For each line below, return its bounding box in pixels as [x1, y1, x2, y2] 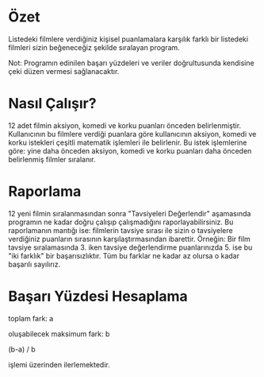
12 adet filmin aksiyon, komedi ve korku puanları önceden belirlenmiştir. [8, 120, 242, 130]
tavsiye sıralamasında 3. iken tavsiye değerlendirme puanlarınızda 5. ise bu [8, 243, 253, 252]
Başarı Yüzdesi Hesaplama [8, 287, 188, 305]
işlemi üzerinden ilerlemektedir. [8, 360, 110, 369]
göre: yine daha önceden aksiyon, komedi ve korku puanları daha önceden [8, 146, 252, 155]
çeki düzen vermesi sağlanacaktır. [8, 66, 120, 76]
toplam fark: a [8, 313, 54, 323]
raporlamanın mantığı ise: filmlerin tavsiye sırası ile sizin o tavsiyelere [8, 225, 233, 235]
